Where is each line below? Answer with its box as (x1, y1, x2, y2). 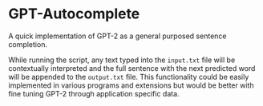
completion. (8, 39, 48, 49)
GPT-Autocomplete (8, 5, 140, 23)
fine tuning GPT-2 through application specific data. (8, 88, 180, 98)
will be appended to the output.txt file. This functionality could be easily (8, 72, 249, 81)
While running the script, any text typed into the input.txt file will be (8, 55, 236, 65)
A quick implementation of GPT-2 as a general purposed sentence (8, 31, 227, 41)
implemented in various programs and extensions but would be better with (8, 80, 254, 90)
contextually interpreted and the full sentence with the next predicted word (8, 63, 256, 73)
